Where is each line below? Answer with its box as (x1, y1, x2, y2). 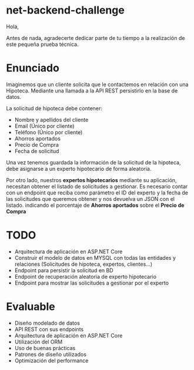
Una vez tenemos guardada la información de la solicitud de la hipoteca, (6, 158, 181, 166)
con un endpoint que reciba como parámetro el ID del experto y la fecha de (6, 189, 188, 196)
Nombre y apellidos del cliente (14, 116, 89, 123)
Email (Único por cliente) (14, 122, 75, 130)
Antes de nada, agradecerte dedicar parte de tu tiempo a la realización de (6, 34, 185, 41)
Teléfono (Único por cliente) (14, 128, 83, 136)
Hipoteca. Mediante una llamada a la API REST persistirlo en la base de (6, 87, 178, 94)
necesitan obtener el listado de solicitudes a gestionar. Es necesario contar (6, 183, 188, 190)
